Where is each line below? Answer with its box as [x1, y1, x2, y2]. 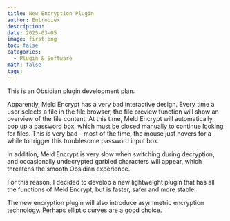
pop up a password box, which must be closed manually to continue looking [7, 122, 224, 130]
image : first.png [7, 36, 57, 43]
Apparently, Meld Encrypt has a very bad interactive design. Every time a [7, 100, 215, 108]
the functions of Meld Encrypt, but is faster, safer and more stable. [7, 185, 197, 193]
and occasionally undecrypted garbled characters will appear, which [7, 157, 202, 165]
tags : [7, 67, 23, 74]
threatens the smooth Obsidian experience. [7, 165, 131, 173]
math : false [7, 61, 41, 68]
